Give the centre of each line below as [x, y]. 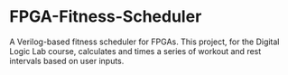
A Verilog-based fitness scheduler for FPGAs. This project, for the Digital [144, 42]
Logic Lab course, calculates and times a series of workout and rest [135, 51]
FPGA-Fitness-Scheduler [106, 17]
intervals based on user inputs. [67, 61]
